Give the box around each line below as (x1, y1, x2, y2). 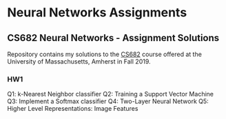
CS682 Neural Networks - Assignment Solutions (7, 32, 220, 44)
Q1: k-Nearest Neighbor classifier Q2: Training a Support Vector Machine (7, 90, 214, 98)
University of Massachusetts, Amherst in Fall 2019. (7, 57, 151, 66)
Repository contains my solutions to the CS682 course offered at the (7, 50, 202, 58)
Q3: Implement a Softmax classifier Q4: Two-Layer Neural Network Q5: (7, 97, 209, 105)
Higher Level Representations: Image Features (7, 105, 138, 113)
